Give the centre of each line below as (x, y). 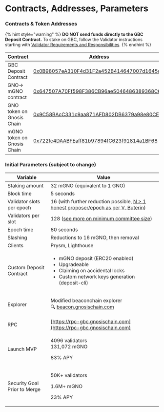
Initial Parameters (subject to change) (51, 165)
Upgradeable (74, 264)
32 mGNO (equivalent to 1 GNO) (88, 185)
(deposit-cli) (73, 282)
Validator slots (24, 201)
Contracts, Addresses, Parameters (77, 9)
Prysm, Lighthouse (72, 245)
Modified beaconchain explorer (86, 300)
